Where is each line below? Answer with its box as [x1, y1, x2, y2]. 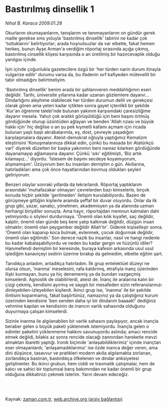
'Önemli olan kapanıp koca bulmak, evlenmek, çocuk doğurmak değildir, [5, 229, 154, 235]
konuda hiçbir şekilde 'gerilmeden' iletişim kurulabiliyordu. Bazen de [5, 192, 146, 198]
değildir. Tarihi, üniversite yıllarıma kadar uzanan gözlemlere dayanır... [5, 92, 149, 98]
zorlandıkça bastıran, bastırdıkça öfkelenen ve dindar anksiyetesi [5, 355, 139, 361]
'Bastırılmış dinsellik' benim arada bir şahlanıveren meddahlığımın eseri [5, 86, 151, 92]
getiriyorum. [5, 171, 31, 177]
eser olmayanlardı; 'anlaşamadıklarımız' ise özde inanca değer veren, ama [5, 344, 158, 350]
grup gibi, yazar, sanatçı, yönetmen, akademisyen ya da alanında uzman [5, 202, 154, 209]
